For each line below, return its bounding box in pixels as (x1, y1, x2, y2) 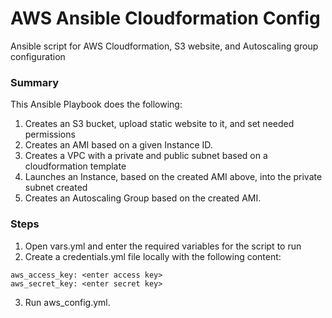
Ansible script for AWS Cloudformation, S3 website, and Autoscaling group (10, 40, 319, 52)
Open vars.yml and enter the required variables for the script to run (24, 240, 302, 252)
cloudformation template (24, 160, 127, 172)
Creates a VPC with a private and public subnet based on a (24, 150, 268, 162)
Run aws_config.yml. (24, 296, 111, 308)
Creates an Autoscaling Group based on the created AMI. (24, 192, 262, 204)
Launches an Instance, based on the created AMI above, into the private (24, 171, 323, 183)
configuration (10, 50, 66, 62)
